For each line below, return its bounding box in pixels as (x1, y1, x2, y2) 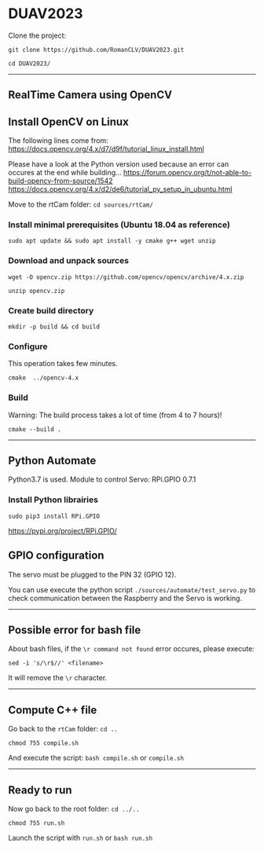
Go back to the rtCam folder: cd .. (8, 724, 118, 734)
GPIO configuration (8, 549, 104, 562)
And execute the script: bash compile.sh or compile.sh (8, 753, 185, 763)
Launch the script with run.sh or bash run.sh (8, 833, 153, 842)
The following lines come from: (8, 136, 108, 145)
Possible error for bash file (8, 623, 141, 636)
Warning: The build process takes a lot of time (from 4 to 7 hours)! (8, 410, 222, 420)
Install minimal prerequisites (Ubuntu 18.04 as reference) (8, 219, 230, 230)
